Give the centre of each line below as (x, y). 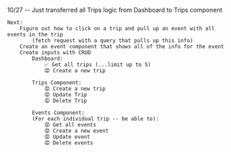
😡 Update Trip (66, 95)
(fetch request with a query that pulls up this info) (113, 41)
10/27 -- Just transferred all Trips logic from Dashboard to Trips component (115, 10)
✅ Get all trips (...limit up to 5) (98, 65)
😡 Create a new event (76, 131)
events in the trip (35, 34)
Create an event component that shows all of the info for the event (122, 47)
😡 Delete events (68, 143)
